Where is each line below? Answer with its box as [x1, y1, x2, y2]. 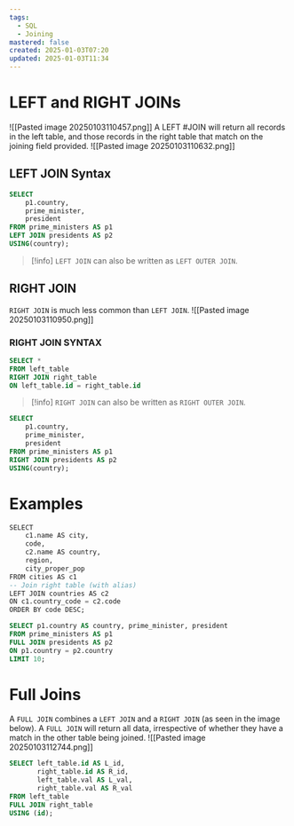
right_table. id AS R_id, [36, 767, 129, 776]
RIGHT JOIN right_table [9, 373, 98, 382]
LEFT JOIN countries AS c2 [9, 589, 109, 598]
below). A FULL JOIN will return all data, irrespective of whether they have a [9, 723, 284, 734]
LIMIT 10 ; [9, 654, 46, 664]
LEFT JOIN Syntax [9, 166, 111, 182]
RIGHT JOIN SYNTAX [9, 336, 102, 349]
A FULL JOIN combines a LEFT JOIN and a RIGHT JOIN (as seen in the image [9, 713, 281, 724]
